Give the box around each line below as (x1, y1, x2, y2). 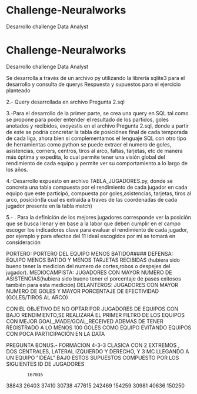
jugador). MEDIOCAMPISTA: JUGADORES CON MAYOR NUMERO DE (6, 269, 172, 276)
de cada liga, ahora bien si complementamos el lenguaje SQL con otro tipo (6, 135, 186, 142)
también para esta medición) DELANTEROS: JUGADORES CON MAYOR (6, 281, 178, 288)
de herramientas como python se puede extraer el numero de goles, (6, 141, 172, 148)
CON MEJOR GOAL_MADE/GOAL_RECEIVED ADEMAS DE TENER (6, 318, 163, 325)
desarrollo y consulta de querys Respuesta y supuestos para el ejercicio (6, 81, 181, 88)
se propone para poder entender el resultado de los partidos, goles (6, 116, 169, 123)
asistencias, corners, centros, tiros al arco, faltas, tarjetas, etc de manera (6, 147, 183, 154)
